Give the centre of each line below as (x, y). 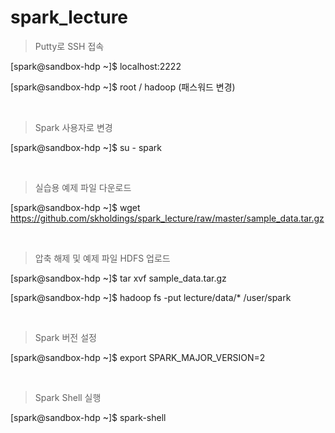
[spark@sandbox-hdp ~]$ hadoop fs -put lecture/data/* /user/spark (151, 297)
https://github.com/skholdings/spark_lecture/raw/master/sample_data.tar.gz (167, 218)
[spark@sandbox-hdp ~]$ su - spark (86, 147)
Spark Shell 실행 (68, 397)
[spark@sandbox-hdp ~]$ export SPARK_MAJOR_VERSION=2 (138, 357)
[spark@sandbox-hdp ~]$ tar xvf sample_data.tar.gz (118, 278)
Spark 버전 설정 (65, 337)
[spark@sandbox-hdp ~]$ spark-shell (88, 417)
